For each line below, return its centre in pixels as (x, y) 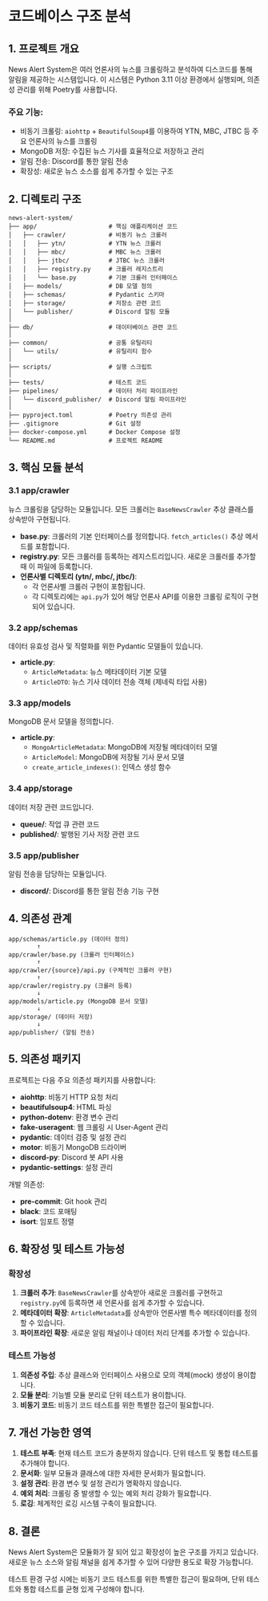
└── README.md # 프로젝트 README (86, 441)
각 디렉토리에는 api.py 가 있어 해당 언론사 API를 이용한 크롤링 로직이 (138, 596)
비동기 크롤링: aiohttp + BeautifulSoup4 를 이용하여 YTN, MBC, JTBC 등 (135, 131)
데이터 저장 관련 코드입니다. (51, 807)
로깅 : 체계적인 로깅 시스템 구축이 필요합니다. (88, 1503)
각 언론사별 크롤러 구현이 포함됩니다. (88, 586)
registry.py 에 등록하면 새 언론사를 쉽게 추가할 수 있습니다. (112, 1303)
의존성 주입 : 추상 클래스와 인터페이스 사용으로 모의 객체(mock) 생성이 (128, 1375)
